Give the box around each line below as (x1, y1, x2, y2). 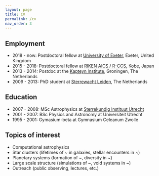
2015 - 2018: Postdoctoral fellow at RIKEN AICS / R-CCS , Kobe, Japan (12, 63, 155, 69)
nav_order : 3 (5, 21, 32, 26)
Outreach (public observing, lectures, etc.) (12, 165, 99, 171)
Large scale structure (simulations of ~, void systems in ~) (12, 160, 131, 166)
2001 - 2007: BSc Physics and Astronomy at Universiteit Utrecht (12, 111, 143, 117)
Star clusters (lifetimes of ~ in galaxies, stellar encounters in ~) (12, 149, 140, 155)
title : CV (5, 12, 26, 17)
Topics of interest (5, 131, 61, 139)
